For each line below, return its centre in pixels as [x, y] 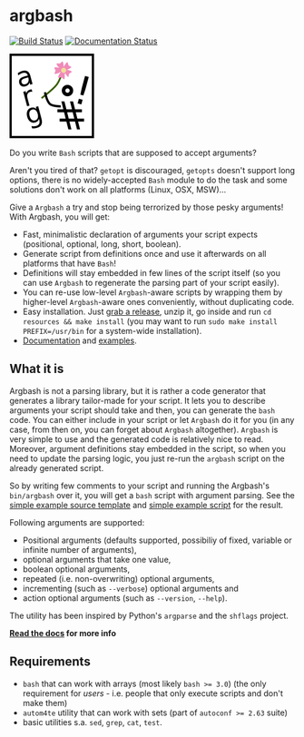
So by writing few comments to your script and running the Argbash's [140, 486]
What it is [37, 369]
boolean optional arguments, [76, 569]
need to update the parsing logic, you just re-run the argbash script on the [147, 458]
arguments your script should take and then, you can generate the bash [142, 410]
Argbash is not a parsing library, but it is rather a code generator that [137, 390]
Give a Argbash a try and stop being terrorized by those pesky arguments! [147, 207]
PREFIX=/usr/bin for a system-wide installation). [112, 330]
